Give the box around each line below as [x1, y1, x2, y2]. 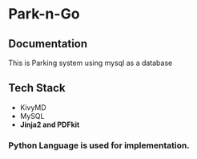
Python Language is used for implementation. [8, 140, 190, 151]
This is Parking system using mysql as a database [8, 58, 173, 67]
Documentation [8, 37, 88, 51]
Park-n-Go [8, 5, 80, 23]
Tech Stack [8, 81, 66, 95]
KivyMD [19, 102, 46, 112]
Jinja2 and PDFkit [19, 120, 80, 129]
